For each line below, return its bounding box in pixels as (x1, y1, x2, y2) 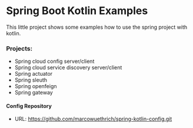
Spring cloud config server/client (14, 58, 95, 65)
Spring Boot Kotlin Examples (6, 4, 148, 18)
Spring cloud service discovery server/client (14, 64, 122, 71)
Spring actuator (14, 70, 53, 78)
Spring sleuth (14, 76, 48, 83)
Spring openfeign (14, 83, 57, 90)
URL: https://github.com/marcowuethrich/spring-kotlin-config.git (14, 116, 172, 123)
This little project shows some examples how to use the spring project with (6, 23, 187, 31)
